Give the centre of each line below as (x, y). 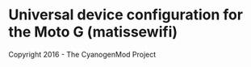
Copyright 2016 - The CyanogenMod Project (82, 54)
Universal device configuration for (126, 15)
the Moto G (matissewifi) (93, 32)
